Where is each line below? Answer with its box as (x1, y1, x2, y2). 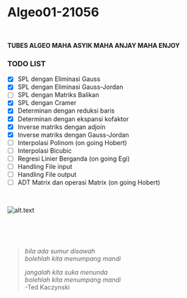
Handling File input (17, 162, 73, 170)
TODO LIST (7, 58, 46, 68)
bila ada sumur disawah (24, 247, 95, 256)
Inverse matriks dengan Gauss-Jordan (17, 130, 129, 139)
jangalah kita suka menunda (24, 268, 108, 277)
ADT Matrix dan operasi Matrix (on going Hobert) (17, 178, 161, 187)
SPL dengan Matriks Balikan (17, 91, 99, 99)
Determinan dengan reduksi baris (17, 106, 115, 115)
